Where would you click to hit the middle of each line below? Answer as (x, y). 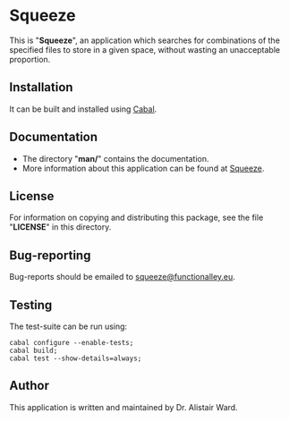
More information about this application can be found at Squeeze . (143, 168)
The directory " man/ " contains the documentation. (115, 158)
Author (29, 386)
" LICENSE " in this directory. (60, 227)
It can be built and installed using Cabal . (83, 109)
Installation (41, 87)
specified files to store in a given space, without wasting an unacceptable (144, 49)
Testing (31, 305)
